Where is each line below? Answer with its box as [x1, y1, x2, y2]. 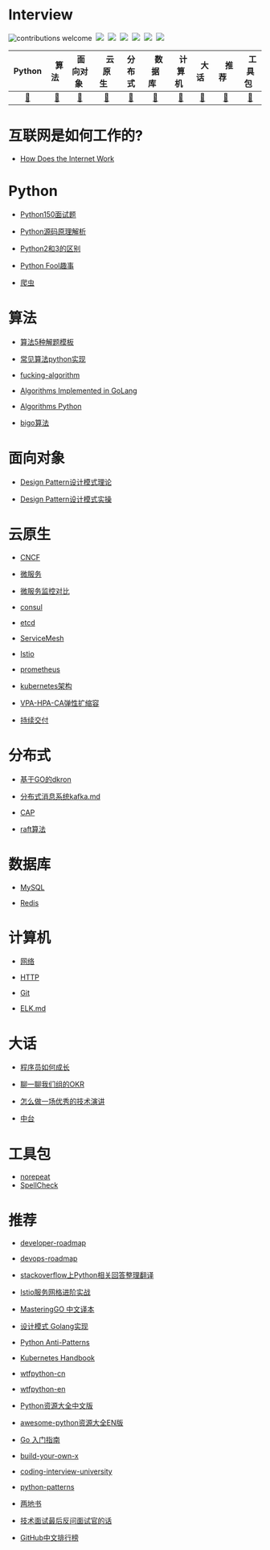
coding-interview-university [19, 1466, 112, 1476]
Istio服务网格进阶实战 [19, 1287, 91, 1297]
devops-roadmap [19, 1253, 78, 1263]
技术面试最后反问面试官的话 [19, 1516, 112, 1526]
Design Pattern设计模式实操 [19, 494, 112, 504]
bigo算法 [19, 418, 50, 427]
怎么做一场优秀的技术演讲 [19, 1097, 105, 1106]
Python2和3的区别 [19, 243, 81, 253]
